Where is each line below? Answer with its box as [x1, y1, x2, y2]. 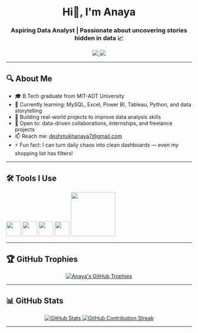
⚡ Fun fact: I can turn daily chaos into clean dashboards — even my [14, 141, 179, 149]
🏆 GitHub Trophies [6, 254, 78, 264]
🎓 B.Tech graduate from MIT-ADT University [14, 92, 125, 99]
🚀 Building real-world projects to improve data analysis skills [14, 114, 161, 121]
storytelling [14, 107, 42, 114]
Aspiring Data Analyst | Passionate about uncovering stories [11, 26, 187, 35]
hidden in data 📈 [74, 34, 124, 42]
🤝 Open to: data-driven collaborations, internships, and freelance [14, 120, 173, 127]
